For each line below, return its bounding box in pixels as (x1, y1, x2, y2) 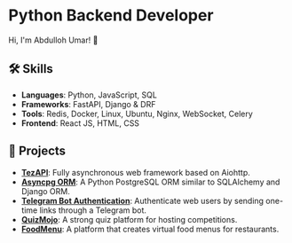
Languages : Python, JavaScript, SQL (20, 90, 157, 100)
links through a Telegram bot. (39, 205, 147, 216)
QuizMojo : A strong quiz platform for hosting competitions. (20, 214, 238, 224)
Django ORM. (20, 185, 70, 196)
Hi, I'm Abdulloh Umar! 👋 (8, 35, 99, 45)
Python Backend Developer (8, 5, 214, 26)
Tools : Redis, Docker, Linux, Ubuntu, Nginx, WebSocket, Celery (20, 108, 254, 119)
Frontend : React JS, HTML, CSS (20, 117, 139, 129)
